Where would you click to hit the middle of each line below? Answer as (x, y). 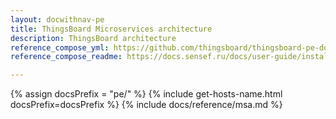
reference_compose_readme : (66, 57)
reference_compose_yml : (60, 47)
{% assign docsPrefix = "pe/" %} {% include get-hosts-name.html (146, 94)
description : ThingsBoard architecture (93, 38)
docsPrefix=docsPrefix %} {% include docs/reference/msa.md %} (146, 105)
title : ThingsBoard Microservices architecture (111, 29)
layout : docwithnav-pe (57, 19)
